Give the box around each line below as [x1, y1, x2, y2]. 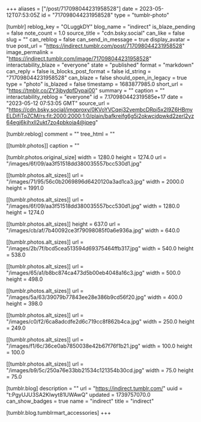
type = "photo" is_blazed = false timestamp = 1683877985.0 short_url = [6, 80, 184, 88]
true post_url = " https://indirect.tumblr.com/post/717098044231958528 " [6, 42, 185, 49]
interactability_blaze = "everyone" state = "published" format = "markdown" [6, 61, 194, 68]
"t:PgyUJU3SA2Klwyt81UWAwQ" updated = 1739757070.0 [6, 391, 151, 398]
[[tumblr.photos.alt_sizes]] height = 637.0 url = [6, 220, 121, 228]
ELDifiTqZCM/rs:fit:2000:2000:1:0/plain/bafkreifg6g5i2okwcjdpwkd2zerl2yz [6, 112, 194, 119]
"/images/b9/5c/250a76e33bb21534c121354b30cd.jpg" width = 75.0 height [6, 367, 194, 374]
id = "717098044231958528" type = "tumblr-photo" [41, 11, 169, 19]
